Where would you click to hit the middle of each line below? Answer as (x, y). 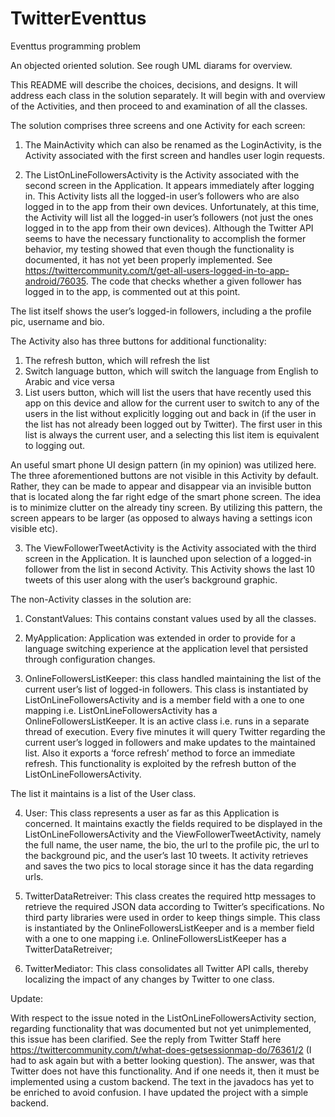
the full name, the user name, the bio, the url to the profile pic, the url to (172, 844)
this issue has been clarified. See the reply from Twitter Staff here (146, 1039)
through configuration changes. (90, 659)
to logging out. (55, 445)
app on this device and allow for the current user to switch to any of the (172, 403)
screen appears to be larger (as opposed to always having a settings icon (161, 518)
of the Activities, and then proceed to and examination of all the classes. (159, 106)
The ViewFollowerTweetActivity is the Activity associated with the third (170, 548)
